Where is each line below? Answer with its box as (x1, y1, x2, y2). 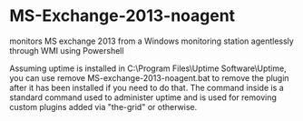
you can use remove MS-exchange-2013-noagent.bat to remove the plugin (9, 72, 289, 83)
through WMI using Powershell (9, 45, 124, 55)
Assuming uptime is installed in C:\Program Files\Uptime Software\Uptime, (9, 63, 288, 74)
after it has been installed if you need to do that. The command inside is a (9, 82, 284, 93)
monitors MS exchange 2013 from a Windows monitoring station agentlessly (9, 35, 295, 46)
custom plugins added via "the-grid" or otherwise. (9, 101, 198, 112)
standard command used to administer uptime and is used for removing (9, 92, 277, 103)
